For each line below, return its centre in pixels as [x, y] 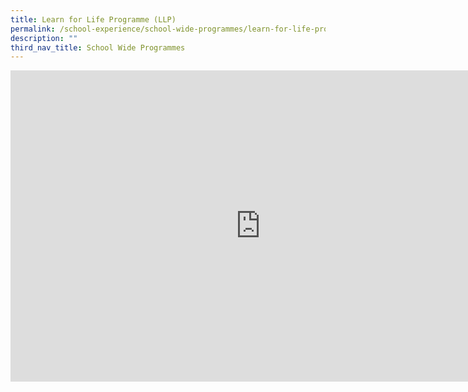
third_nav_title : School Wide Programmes [98, 47]
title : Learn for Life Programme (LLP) [93, 19]
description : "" [44, 38]
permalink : [33, 29]
